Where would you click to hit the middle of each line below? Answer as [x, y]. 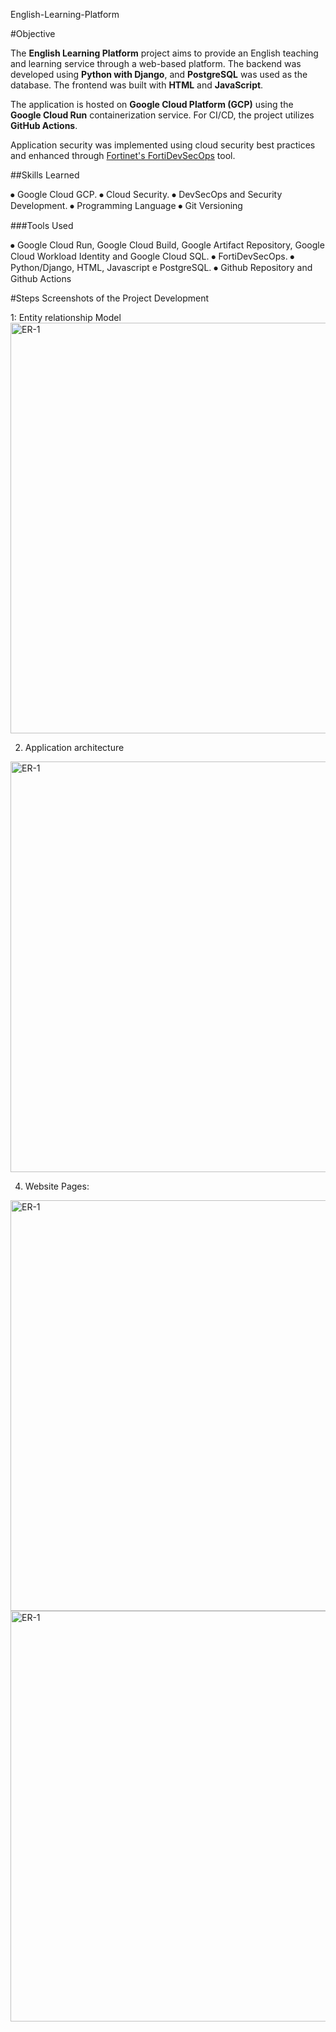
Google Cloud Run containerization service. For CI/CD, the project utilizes [162, 115]
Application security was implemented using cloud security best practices [163, 145]
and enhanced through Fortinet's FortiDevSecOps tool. [123, 155]
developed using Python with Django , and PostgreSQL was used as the [159, 74]
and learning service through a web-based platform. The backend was [156, 63]
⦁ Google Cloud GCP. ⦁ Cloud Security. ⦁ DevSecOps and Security [146, 194]
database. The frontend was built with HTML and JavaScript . [137, 85]
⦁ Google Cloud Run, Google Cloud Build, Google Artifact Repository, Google [167, 245]
